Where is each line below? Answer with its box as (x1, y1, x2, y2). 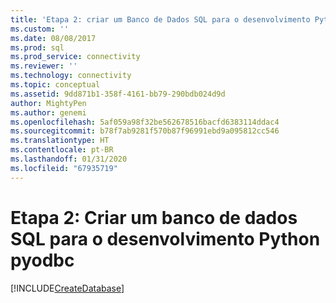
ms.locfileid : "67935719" (10, 163, 118, 173)
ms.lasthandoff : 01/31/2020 (10, 154, 128, 164)
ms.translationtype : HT (10, 136, 110, 146)
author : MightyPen (10, 98, 87, 108)
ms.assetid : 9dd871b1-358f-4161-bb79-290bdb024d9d (10, 89, 226, 99)
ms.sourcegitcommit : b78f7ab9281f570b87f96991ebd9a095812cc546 (10, 126, 280, 136)
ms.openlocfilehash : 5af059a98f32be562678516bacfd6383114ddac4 (10, 117, 280, 127)
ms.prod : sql (10, 42, 65, 53)
